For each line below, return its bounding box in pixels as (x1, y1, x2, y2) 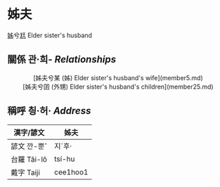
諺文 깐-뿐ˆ (11, 141, 48, 151)
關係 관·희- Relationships (7, 53, 117, 65)
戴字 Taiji (11, 167, 41, 177)
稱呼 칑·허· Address (7, 105, 91, 117)
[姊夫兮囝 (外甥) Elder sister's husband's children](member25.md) (22, 82, 214, 91)
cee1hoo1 (53, 167, 89, 176)
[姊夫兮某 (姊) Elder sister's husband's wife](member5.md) (33, 73, 203, 82)
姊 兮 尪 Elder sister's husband (7, 31, 93, 39)
